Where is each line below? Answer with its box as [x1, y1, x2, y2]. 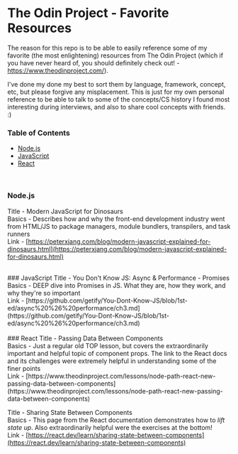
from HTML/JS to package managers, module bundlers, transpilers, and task [7, 222, 231, 230]
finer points [7, 364, 41, 372]
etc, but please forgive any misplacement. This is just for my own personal [7, 87, 225, 96]
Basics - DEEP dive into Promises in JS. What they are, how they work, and [7, 281, 226, 289]
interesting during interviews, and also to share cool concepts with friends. [7, 102, 226, 111]
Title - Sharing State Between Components [7, 408, 132, 416]
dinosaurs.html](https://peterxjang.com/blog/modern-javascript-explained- [7, 244, 227, 253]
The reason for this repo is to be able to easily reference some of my [7, 43, 208, 52]
